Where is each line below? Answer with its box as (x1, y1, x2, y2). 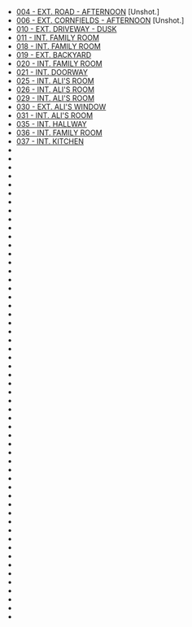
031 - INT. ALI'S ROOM (15, 111, 94, 120)
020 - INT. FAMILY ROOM (15, 59, 103, 68)
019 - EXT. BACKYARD (15, 50, 92, 59)
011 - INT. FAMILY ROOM (15, 33, 100, 42)
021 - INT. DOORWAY (15, 67, 88, 76)
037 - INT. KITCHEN (15, 137, 84, 146)
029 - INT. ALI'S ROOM (15, 94, 95, 102)
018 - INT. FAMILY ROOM (15, 41, 102, 51)
